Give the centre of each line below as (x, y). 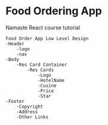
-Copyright (30, 106)
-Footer (15, 101)
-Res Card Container (42, 65)
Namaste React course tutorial (43, 28)
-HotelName (51, 80)
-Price (46, 91)
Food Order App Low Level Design (47, 38)
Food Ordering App (54, 11)
